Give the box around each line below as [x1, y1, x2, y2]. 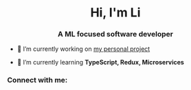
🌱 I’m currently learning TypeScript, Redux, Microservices [16, 58, 184, 67]
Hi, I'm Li [90, 5, 141, 21]
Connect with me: [7, 76, 68, 85]
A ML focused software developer [57, 30, 174, 39]
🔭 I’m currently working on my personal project [16, 45, 150, 53]
